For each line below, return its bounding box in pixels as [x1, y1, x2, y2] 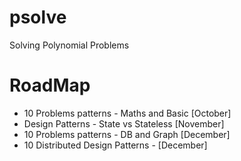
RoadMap [9, 74, 91, 97]
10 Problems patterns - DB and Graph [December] [23, 128, 231, 140]
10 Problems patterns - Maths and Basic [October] [23, 107, 232, 119]
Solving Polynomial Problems [9, 39, 130, 51]
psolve [9, 6, 67, 29]
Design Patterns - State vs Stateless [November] [23, 117, 225, 130]
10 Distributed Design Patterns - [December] [23, 139, 208, 151]
